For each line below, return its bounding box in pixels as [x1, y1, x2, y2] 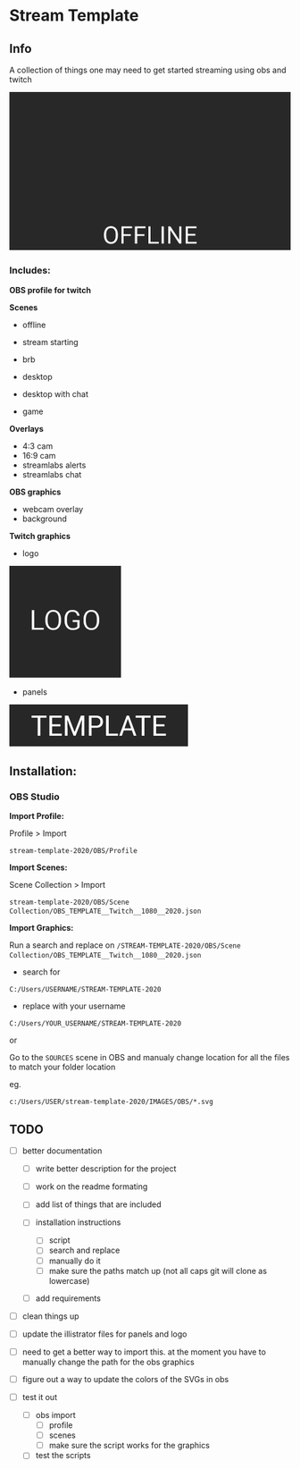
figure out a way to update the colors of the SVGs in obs [21, 1373, 229, 1384]
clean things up [21, 1311, 79, 1321]
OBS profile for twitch [9, 284, 92, 295]
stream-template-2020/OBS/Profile [9, 847, 138, 856]
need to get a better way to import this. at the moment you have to [21, 1347, 266, 1357]
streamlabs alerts [21, 460, 87, 470]
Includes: [9, 265, 51, 277]
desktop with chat [21, 388, 89, 399]
